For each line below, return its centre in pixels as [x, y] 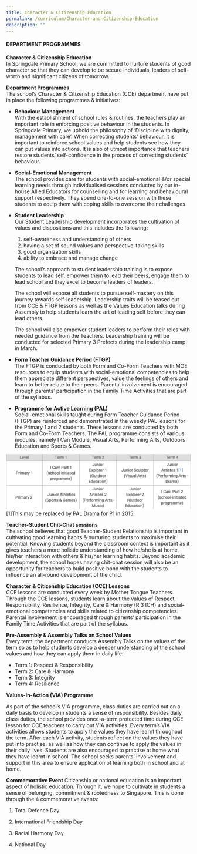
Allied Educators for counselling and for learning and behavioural [110, 191]
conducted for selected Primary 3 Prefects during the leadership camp [100, 342]
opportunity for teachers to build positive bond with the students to [87, 568]
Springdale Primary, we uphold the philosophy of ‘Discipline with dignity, [102, 130]
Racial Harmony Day [39, 833]
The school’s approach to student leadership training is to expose [94, 269]
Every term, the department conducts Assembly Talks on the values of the [96, 641]
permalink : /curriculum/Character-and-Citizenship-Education [82, 19]
